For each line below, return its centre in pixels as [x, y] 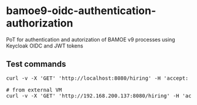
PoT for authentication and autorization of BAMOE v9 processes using [91, 39]
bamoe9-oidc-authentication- [81, 11]
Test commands [36, 64]
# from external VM [34, 90]
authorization [40, 23]
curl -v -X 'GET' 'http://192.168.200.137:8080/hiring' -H [93, 96]
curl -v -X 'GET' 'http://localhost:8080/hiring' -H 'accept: [97, 78]
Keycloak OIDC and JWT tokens [45, 46]
